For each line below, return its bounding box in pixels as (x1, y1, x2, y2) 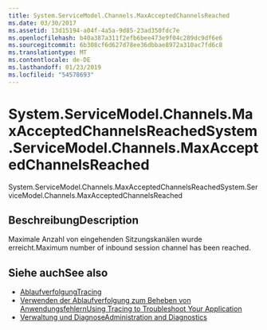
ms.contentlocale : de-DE (8, 56, 91, 64)
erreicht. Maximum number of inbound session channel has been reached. (8, 243, 251, 253)
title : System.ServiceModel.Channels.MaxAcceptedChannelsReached (8, 11, 230, 20)
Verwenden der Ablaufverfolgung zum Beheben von (19, 296, 191, 305)
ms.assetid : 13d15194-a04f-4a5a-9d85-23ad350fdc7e (8, 26, 180, 34)
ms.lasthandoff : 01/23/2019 (8, 64, 102, 72)
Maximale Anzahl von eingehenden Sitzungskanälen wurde (8, 235, 202, 244)
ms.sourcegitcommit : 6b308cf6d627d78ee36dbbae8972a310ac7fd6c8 (8, 41, 223, 49)
